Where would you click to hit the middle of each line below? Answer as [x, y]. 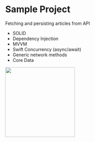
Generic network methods [40, 55]
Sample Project [38, 9]
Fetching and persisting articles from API [47, 23]
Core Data [23, 60]
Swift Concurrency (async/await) [47, 49]
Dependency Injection [35, 39]
